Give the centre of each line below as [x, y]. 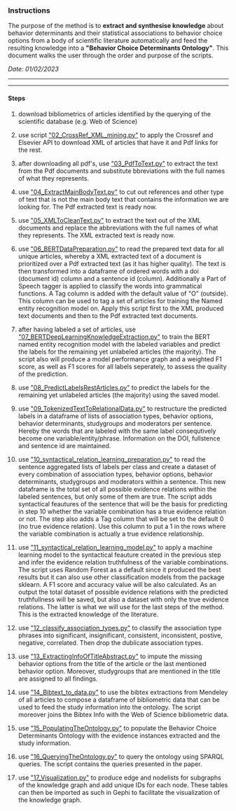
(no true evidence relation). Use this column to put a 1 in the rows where [122, 526]
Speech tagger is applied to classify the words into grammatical [110, 286]
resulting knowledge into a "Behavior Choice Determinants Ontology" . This [118, 48]
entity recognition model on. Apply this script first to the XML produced [121, 308]
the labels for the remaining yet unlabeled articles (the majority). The [117, 352]
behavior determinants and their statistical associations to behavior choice [115, 33]
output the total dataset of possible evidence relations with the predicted [123, 592]
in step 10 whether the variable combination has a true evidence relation [122, 511]
